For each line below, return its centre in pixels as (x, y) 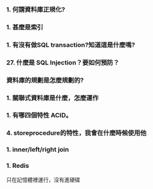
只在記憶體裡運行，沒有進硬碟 (43, 179)
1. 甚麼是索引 (25, 27)
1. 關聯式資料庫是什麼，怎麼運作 (52, 98)
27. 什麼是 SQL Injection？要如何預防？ (63, 63)
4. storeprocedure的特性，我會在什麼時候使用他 (76, 133)
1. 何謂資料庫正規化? (36, 9)
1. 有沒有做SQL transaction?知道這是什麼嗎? (71, 45)
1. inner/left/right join (38, 150)
